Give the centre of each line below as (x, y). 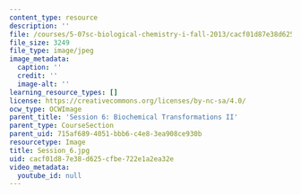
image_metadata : (39, 59)
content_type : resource (54, 17)
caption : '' (40, 68)
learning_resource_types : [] (64, 92)
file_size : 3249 (39, 42)
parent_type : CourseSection (62, 126)
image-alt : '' (43, 84)
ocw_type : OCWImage (46, 109)
